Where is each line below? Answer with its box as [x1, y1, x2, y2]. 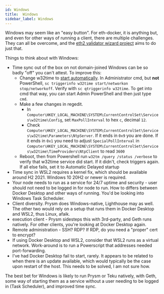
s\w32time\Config [26, 118, 62, 123]
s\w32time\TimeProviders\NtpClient [26, 149, 99, 154]
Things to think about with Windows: [5, 55, 79, 61]
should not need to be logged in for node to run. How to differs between [12, 185, 158, 191]
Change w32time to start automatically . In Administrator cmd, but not [19, 75, 159, 81]
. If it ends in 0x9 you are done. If [93, 132, 158, 138]
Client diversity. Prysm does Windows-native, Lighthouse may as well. [12, 200, 154, 207]
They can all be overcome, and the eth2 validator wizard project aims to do [5, 40, 156, 46]
